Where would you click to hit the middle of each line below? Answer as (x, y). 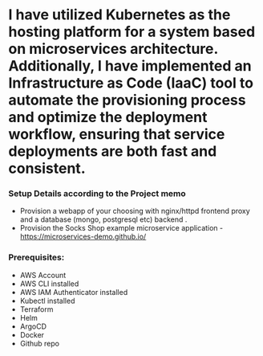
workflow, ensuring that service (117, 135)
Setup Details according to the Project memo (97, 194)
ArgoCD (33, 326)
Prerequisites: (36, 257)
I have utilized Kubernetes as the (119, 15)
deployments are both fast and (113, 151)
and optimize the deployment (108, 117)
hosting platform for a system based (132, 32)
